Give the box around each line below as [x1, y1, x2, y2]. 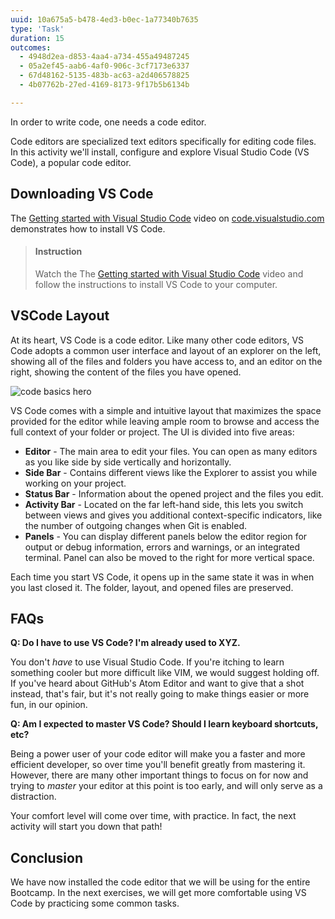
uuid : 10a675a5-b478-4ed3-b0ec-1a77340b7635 [10, 14, 199, 25]
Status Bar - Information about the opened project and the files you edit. [24, 487, 324, 500]
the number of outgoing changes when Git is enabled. [24, 519, 247, 531]
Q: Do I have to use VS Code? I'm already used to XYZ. [10, 637, 241, 649]
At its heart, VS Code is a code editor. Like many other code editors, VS [10, 334, 305, 346]
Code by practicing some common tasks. [10, 897, 180, 910]
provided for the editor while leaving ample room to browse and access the [10, 415, 320, 427]
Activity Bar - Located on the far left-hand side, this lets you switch [24, 498, 304, 510]
